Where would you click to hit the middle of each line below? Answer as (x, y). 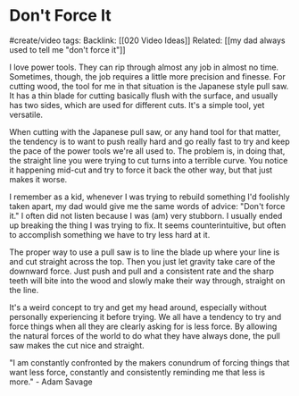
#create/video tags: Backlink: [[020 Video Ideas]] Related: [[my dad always (147, 40)
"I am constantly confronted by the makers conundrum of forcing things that (149, 362)
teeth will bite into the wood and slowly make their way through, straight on (147, 280)
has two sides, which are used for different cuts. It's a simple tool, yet (137, 105)
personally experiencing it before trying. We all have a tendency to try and (145, 316)
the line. (24, 290)
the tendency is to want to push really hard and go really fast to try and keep (149, 141)
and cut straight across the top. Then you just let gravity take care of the (142, 261)
